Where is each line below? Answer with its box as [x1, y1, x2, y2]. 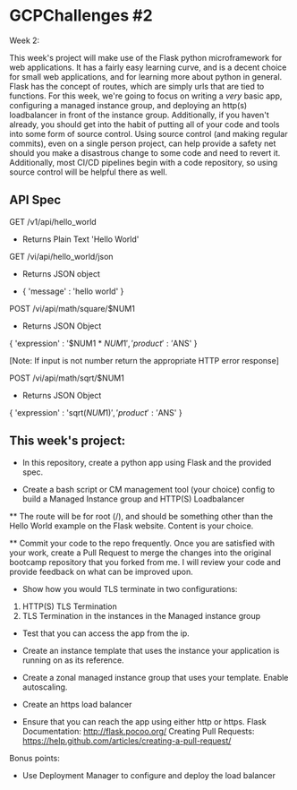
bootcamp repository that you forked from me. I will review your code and [9, 556, 282, 567]
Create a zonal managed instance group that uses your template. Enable [21, 672, 289, 683]
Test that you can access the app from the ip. [21, 628, 190, 639]
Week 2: [9, 35, 40, 46]
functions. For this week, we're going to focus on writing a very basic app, [9, 90, 283, 101]
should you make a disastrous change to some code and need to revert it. [9, 147, 281, 158]
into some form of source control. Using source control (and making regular [9, 128, 288, 139]
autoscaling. [21, 682, 68, 692]
